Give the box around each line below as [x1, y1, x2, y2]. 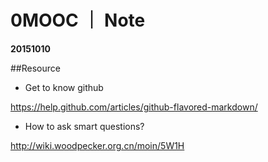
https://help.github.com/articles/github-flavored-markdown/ [10, 101, 258, 113]
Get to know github [24, 81, 104, 93]
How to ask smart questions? [24, 120, 145, 132]
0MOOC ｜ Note [10, 9, 146, 32]
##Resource [10, 62, 61, 74]
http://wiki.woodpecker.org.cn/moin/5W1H [10, 139, 185, 151]
